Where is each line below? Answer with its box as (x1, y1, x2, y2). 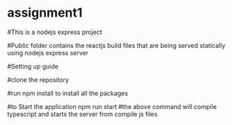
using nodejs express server (7, 49, 89, 57)
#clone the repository (7, 75, 70, 84)
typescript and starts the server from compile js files (7, 110, 158, 118)
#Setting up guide (7, 62, 59, 70)
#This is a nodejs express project (7, 28, 102, 36)
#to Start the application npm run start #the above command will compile (7, 102, 217, 110)
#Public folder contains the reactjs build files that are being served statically (7, 41, 226, 49)
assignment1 (7, 5, 83, 21)
